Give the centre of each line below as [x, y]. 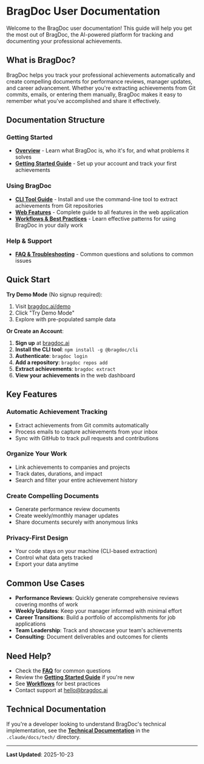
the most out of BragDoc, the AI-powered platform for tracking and [90, 34]
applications [30, 624]
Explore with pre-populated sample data [65, 319]
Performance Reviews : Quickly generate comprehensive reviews [97, 598]
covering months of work [46, 604]
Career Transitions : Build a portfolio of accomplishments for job [95, 618]
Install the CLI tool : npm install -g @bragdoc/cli [76, 349]
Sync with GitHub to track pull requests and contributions [87, 438]
